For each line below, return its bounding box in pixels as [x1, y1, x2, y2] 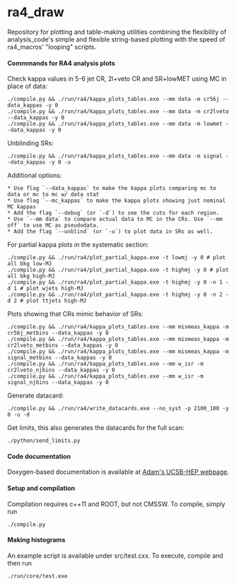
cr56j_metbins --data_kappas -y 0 [7, 330, 110, 337]
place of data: [7, 82, 48, 90]
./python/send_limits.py [7, 437, 81, 445]
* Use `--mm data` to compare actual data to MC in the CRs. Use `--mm [7, 216, 223, 223]
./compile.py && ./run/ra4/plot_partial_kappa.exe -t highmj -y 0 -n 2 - [7, 291, 230, 299]
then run [7, 558, 33, 567]
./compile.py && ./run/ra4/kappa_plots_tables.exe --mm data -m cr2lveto [7, 108, 230, 115]
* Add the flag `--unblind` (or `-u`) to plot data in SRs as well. [7, 228, 213, 235]
